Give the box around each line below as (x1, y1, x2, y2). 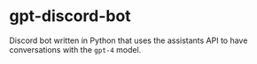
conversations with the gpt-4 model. (9, 44, 142, 54)
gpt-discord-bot (9, 6, 131, 26)
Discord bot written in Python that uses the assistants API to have (9, 35, 248, 46)
